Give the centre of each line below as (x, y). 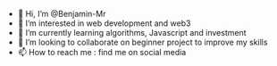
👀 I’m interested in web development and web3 (104, 23)
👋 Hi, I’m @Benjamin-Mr (62, 14)
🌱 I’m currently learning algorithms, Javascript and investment (132, 33)
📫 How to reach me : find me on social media (102, 52)
